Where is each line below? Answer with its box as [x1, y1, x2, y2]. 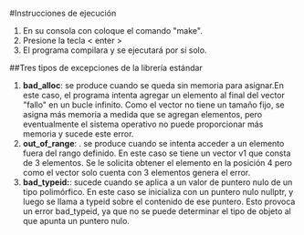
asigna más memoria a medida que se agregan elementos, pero [22, 109, 263, 119]
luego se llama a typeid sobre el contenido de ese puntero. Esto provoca [22, 196, 296, 207]
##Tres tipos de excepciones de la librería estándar [9, 63, 203, 73]
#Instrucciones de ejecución [9, 8, 117, 18]
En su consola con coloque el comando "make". [22, 26, 203, 36]
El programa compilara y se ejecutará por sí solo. [22, 45, 207, 56]
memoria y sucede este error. [22, 128, 134, 139]
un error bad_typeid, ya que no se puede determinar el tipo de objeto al [22, 206, 292, 217]
